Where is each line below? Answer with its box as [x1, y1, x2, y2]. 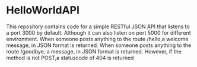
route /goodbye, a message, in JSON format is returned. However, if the [6, 48, 182, 55]
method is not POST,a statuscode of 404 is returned [6, 54, 134, 61]
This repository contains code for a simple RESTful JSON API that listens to [6, 23, 190, 30]
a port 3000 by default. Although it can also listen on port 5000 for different [6, 29, 191, 36]
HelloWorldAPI [6, 4, 80, 17]
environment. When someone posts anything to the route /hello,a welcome [6, 35, 189, 42]
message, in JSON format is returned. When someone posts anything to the [6, 42, 192, 49]
